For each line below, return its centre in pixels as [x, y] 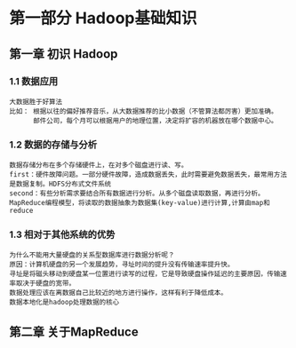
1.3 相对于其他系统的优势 [62, 234]
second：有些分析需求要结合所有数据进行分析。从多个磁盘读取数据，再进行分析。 [137, 194]
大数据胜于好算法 [36, 102]
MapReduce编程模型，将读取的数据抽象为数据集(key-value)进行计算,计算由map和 [140, 203]
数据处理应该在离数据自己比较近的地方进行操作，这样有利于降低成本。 [119, 293]
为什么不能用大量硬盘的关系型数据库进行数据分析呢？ [92, 255]
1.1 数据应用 [34, 81]
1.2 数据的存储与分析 [53, 145]
